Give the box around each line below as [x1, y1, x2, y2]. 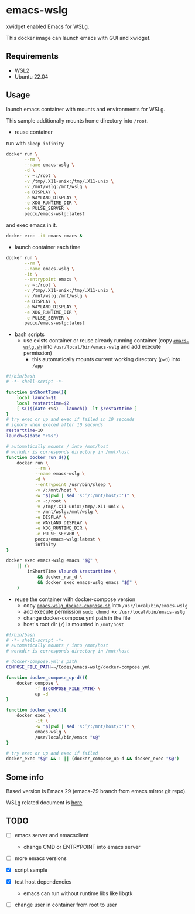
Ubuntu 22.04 [14, 73, 49, 80]
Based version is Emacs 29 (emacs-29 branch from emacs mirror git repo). [6, 788, 187, 794]
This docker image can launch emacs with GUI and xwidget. [6, 34, 151, 41]
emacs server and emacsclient [14, 831, 89, 838]
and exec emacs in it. [6, 222, 57, 229]
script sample [14, 866, 48, 874]
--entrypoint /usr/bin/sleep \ [35, 482, 111, 488]
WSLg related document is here [6, 799, 83, 806]
